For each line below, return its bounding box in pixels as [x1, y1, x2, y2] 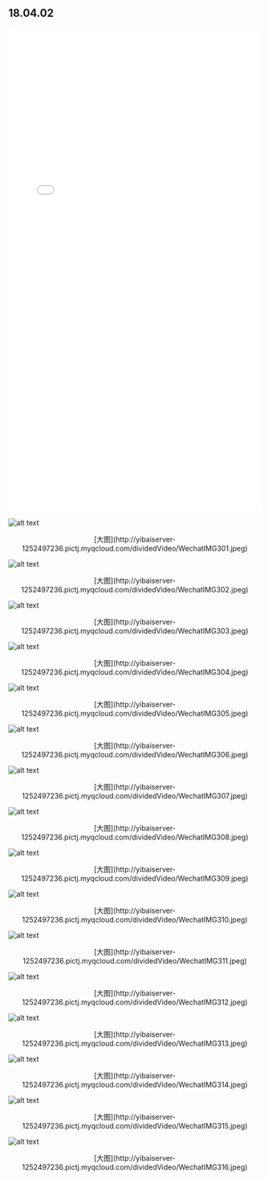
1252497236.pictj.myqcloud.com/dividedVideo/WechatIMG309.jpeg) [21, 873, 249, 883]
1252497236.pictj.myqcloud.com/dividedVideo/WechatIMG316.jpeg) [22, 1162, 248, 1172]
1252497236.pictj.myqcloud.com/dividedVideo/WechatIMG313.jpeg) [22, 1038, 248, 1048]
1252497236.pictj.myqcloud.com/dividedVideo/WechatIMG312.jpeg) [22, 997, 248, 1007]
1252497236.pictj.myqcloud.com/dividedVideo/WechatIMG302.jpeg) [21, 584, 249, 594]
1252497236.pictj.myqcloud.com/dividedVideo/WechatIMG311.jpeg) [22, 955, 247, 965]
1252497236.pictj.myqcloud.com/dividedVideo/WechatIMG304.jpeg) [21, 667, 249, 677]
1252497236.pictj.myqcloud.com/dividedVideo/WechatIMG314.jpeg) [22, 1079, 248, 1089]
